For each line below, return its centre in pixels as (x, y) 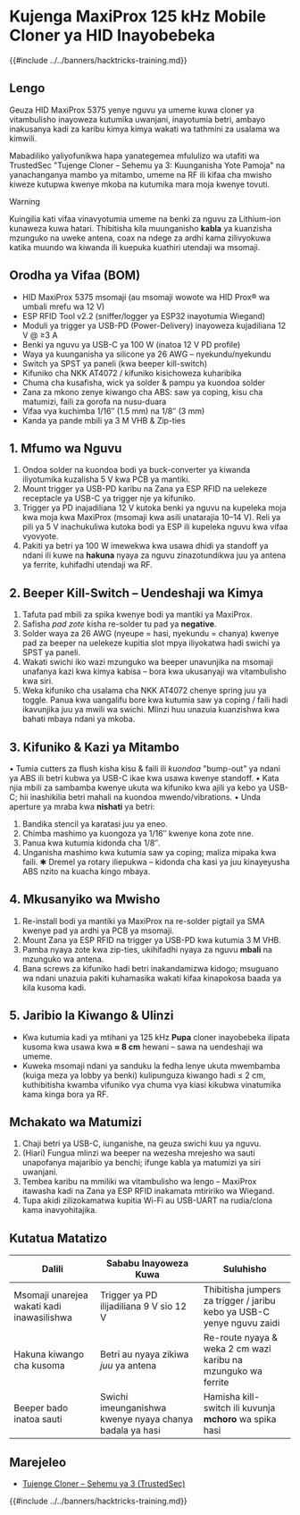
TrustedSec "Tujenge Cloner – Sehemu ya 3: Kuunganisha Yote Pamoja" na (147, 165)
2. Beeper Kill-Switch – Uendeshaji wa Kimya (136, 593)
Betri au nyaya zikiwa (144, 1354)
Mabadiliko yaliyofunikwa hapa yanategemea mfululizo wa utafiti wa (135, 156)
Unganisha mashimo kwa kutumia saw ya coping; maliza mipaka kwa (149, 852)
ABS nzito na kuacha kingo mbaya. (86, 871)
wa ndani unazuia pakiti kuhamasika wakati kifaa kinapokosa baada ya (152, 978)
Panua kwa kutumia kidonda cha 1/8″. (91, 843)
